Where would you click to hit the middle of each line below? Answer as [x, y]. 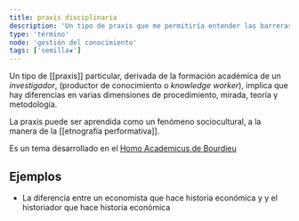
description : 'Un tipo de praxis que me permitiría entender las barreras [151, 26]
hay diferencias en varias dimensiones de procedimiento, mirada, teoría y [144, 95]
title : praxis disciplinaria [63, 17]
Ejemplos [36, 176]
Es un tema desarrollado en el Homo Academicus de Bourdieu [123, 149]
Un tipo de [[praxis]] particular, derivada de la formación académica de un [145, 76]
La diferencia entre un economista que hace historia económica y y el [150, 198]
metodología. [33, 104]
